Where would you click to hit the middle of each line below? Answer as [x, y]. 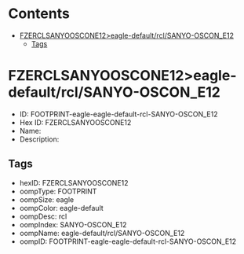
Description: [39, 139]
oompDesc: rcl [43, 216]
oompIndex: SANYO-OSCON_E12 [73, 224]
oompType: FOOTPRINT [58, 191]
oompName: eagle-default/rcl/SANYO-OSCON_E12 [102, 233]
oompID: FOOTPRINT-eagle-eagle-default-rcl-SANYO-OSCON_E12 [128, 241]
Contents [39, 14]
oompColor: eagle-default [61, 208]
